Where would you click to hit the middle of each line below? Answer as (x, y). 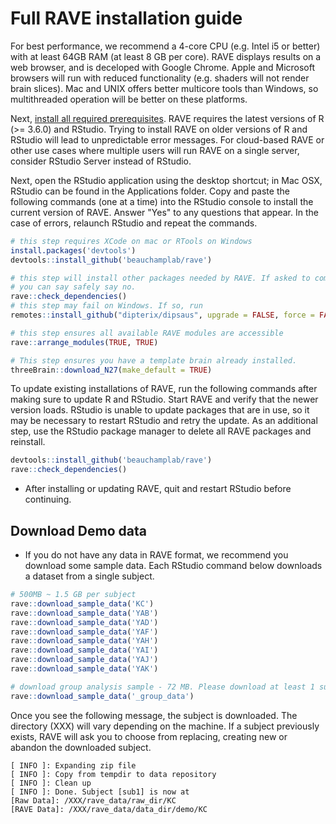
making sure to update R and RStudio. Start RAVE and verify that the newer (164, 399)
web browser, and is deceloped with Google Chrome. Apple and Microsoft (163, 67)
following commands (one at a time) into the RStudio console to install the (162, 201)
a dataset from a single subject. (89, 576)
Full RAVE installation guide (126, 18)
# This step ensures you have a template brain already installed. (154, 360)
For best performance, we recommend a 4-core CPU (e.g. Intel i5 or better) (165, 46)
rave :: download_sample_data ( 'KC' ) (82, 603)
